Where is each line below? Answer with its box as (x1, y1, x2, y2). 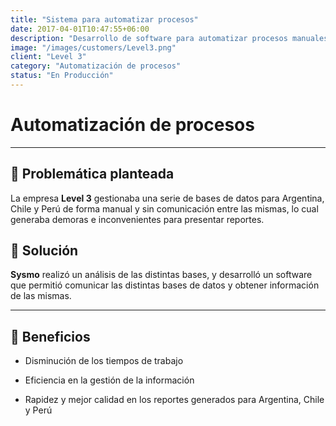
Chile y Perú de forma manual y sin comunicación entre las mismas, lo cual (10, 202, 319, 215)
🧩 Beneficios (10, 328, 91, 345)
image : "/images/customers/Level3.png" (10, 42, 177, 53)
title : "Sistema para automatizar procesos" (10, 14, 199, 25)
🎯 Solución (10, 242, 79, 260)
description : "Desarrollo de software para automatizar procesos (10, 33, 288, 43)
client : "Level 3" (10, 52, 87, 62)
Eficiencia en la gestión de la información (24, 374, 195, 386)
